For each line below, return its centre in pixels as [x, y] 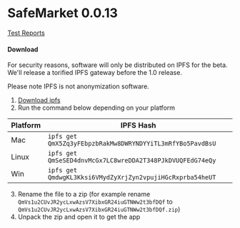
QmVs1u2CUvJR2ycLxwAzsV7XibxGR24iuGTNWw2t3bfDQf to [95, 202]
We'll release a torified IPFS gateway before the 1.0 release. [95, 73]
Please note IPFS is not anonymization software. [79, 86]
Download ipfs [39, 100]
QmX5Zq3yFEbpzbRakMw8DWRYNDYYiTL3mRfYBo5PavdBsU [132, 144]
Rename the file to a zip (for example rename [84, 195]
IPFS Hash [138, 125]
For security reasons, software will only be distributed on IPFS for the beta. [117, 65]
